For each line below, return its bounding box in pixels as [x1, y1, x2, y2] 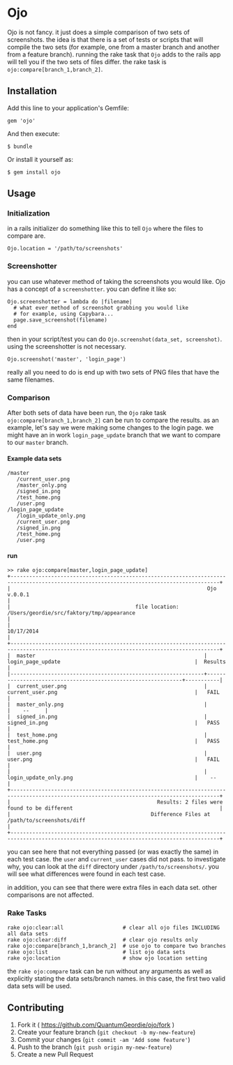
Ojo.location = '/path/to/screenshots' [7, 246, 123, 252]
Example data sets [7, 454, 62, 462]
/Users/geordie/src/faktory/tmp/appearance [7, 610, 136, 617]
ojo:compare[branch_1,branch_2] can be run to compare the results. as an [7, 416, 220, 425]
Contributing [7, 1002, 64, 1014]
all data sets [7, 930, 49, 937]
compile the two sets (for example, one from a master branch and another [7, 43, 220, 51]
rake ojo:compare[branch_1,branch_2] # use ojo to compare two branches [7, 942, 227, 949]
